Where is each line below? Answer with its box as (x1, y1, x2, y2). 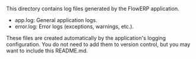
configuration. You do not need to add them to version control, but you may (6, 41, 191, 48)
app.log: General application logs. (14, 17, 97, 23)
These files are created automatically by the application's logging (6, 35, 166, 41)
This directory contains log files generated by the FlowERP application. (6, 5, 179, 12)
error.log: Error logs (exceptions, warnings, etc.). (14, 23, 134, 30)
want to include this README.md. (6, 47, 88, 54)
